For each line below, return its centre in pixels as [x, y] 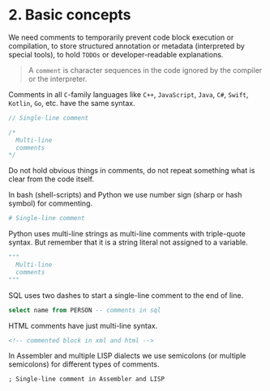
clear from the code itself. [51, 179]
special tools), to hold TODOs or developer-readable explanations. [116, 54]
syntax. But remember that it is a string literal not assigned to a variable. [129, 242]
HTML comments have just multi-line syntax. [83, 325]
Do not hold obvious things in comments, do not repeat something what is [132, 171]
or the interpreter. [58, 79]
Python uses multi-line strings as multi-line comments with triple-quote [127, 234]
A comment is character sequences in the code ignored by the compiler [145, 70]
